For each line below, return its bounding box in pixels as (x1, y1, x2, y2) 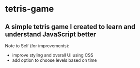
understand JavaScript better (5, 30, 96, 38)
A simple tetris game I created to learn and (5, 23, 136, 31)
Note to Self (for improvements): (5, 43, 70, 49)
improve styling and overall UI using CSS (12, 52, 93, 58)
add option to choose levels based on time (12, 57, 97, 63)
